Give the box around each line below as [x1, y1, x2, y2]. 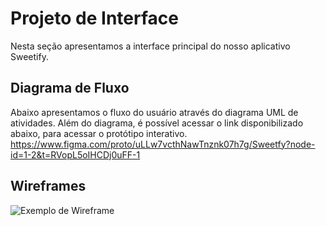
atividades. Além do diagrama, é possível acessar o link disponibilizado [10, 117, 304, 129]
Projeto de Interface [10, 7, 179, 30]
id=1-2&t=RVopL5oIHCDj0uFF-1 [10, 148, 141, 161]
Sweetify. [10, 50, 49, 62]
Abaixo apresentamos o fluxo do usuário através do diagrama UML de [10, 106, 299, 118]
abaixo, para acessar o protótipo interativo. [10, 127, 188, 139]
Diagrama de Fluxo [10, 80, 130, 97]
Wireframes [10, 178, 87, 195]
